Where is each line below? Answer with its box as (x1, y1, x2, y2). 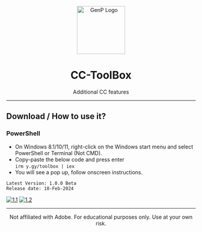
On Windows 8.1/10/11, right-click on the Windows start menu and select (14, 143, 194, 150)
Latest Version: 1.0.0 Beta (6, 180, 77, 186)
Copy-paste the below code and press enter (14, 156, 125, 163)
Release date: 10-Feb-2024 (6, 185, 74, 192)
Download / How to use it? (6, 111, 106, 121)
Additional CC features (73, 88, 129, 96)
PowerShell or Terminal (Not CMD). (14, 149, 102, 156)
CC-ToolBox (70, 69, 132, 82)
